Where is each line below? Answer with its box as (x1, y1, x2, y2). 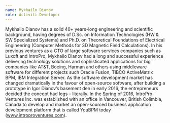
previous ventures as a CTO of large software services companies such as (5, 48, 161, 54)
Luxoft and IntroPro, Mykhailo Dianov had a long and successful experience (5, 53, 163, 59)
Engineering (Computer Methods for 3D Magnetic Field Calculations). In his (5, 42, 162, 48)
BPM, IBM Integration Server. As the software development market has (5, 74, 153, 80)
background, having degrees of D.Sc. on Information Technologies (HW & (5, 31, 159, 37)
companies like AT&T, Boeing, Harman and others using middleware (5, 64, 147, 70)
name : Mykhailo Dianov (5, 7, 53, 13)
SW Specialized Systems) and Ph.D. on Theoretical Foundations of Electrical (5, 36, 165, 43)
